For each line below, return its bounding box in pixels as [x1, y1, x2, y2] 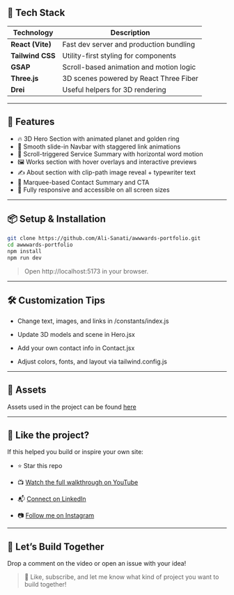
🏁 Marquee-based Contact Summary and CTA [17, 178, 150, 186]
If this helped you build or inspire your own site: [7, 448, 144, 456]
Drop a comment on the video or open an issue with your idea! [7, 559, 187, 568]
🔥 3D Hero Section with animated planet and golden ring [17, 134, 180, 143]
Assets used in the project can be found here [7, 402, 137, 411]
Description [110, 27, 150, 37]
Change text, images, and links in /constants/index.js [17, 317, 169, 325]
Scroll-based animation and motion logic [62, 62, 196, 72]
